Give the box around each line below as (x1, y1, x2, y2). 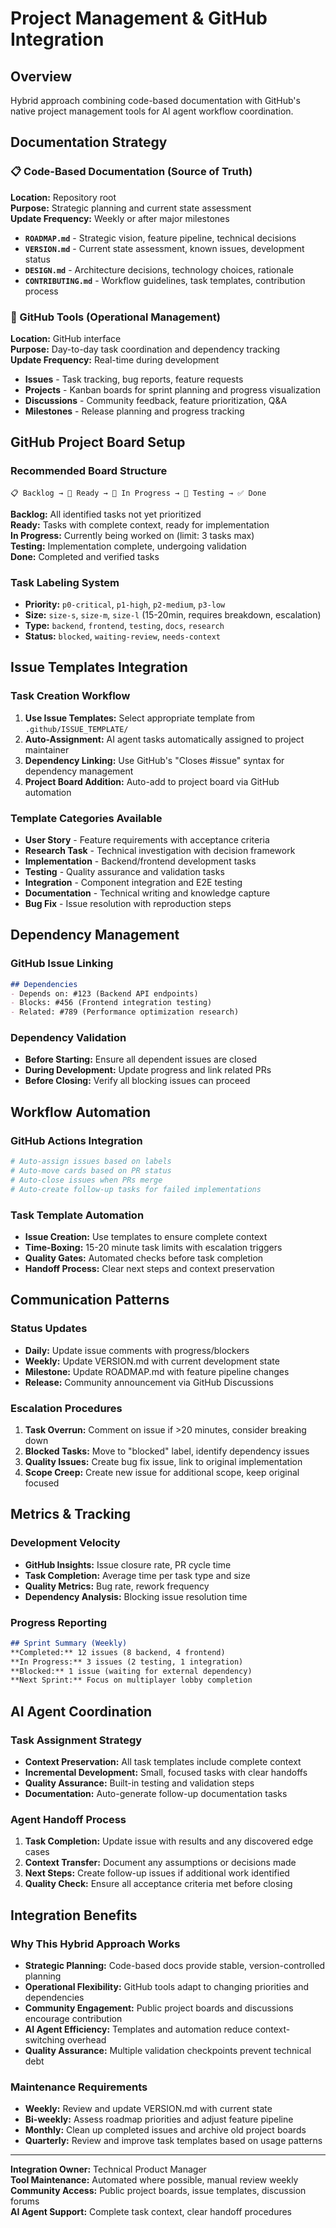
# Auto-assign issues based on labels (10, 1157, 172, 1167)
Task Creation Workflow (10, 689, 131, 703)
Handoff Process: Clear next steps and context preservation (24, 1262, 275, 1274)
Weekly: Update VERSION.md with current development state (24, 1355, 280, 1367)
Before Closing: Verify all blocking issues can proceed (24, 1075, 251, 1087)
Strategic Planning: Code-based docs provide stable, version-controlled (24, 1959, 326, 1971)
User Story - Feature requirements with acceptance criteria (24, 833, 270, 846)
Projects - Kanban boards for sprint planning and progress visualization (24, 383, 322, 396)
